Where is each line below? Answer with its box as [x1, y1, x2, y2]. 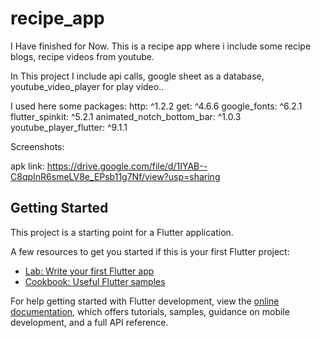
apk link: [10, 160, 45, 172]
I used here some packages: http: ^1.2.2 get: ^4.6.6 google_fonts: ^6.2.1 [10, 100, 303, 112]
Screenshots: [10, 140, 65, 152]
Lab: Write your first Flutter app [24, 265, 155, 277]
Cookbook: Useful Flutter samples [24, 275, 166, 287]
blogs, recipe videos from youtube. [10, 50, 155, 62]
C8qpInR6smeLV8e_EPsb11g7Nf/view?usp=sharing [10, 170, 221, 182]
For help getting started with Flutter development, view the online [10, 295, 280, 307]
